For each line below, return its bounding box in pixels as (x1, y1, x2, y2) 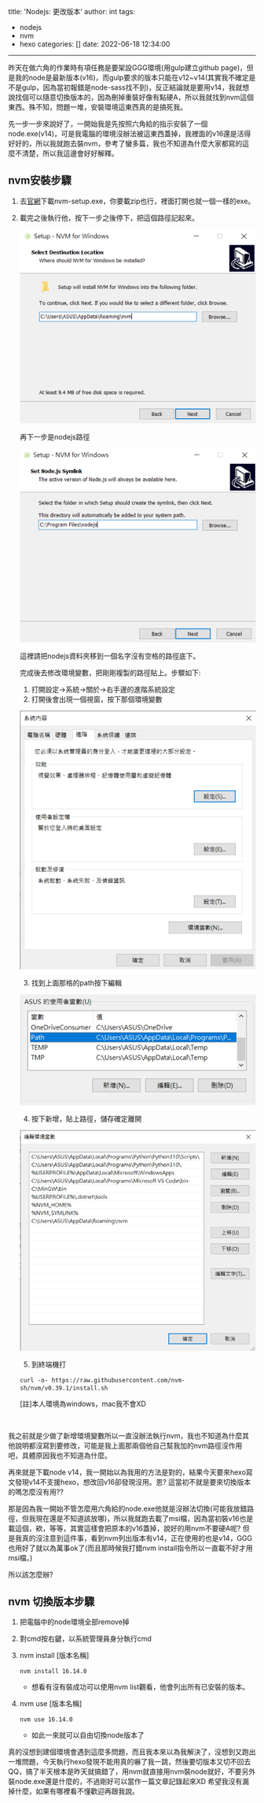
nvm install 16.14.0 (19, 1668, 87, 1675)
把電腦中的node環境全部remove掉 (19, 1617, 130, 1627)
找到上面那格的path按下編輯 (31, 978, 123, 988)
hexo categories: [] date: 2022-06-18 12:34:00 (19, 39, 170, 49)
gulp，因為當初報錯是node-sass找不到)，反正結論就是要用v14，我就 (21, 83, 243, 92)
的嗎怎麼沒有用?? (8, 1487, 64, 1497)
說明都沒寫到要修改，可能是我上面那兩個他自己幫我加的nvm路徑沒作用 (14, 1441, 243, 1450)
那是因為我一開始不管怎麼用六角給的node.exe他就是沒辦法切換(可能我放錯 (8, 1504, 247, 1513)
